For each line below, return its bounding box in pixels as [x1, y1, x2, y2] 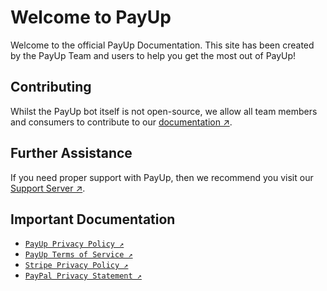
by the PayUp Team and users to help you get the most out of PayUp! [10, 49, 297, 61]
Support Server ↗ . [10, 182, 86, 194]
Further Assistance [10, 145, 133, 162]
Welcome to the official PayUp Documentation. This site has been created [10, 39, 315, 51]
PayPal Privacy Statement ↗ [24, 271, 142, 281]
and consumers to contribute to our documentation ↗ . [10, 116, 233, 128]
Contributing [10, 79, 92, 96]
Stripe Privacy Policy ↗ [24, 261, 129, 271]
